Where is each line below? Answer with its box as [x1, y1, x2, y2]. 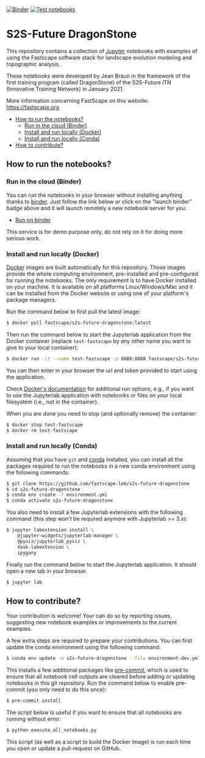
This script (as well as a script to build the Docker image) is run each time [6, 738, 191, 745]
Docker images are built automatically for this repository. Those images [6, 263, 186, 271]
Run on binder [15, 216, 51, 223]
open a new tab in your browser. [6, 567, 87, 575]
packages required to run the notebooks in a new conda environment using [6, 462, 195, 469]
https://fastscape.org [6, 103, 60, 111]
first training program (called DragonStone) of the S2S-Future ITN [6, 78, 172, 86]
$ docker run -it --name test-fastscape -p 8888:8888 [6, 355, 146, 362]
